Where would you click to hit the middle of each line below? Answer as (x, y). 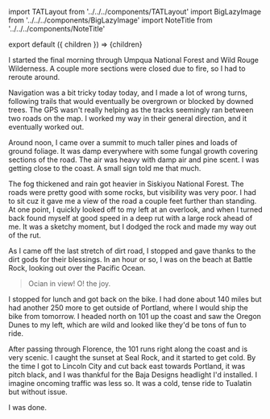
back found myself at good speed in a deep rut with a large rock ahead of (131, 218)
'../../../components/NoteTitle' (57, 29)
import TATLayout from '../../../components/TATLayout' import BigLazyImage (135, 12)
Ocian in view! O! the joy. (69, 284)
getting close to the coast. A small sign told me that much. (105, 168)
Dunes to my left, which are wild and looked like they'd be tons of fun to (128, 325)
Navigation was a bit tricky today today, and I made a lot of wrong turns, (128, 93)
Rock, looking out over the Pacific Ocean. (77, 268)
